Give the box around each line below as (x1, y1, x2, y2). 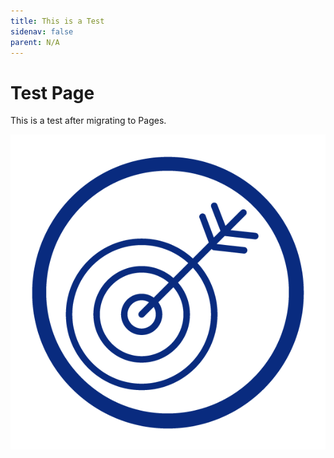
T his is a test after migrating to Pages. (10, 115, 167, 127)
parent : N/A (10, 37, 60, 47)
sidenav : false (10, 26, 74, 37)
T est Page (10, 81, 95, 104)
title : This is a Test (10, 16, 105, 26)
